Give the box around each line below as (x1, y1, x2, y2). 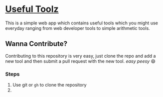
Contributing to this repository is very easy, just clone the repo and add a (5, 53, 156, 59)
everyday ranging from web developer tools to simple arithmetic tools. (5, 25, 150, 31)
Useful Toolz (5, 3, 59, 15)
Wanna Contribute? (5, 40, 68, 48)
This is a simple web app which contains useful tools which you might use (5, 20, 158, 26)
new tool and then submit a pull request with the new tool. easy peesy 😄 (5, 58, 156, 64)
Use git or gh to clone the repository (12, 82, 87, 88)
